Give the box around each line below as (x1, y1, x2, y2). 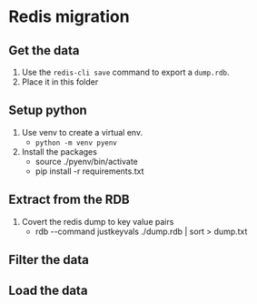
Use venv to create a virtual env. (21, 127, 143, 137)
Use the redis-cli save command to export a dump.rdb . (21, 66, 230, 77)
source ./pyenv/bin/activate (35, 156, 138, 167)
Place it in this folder (21, 76, 99, 87)
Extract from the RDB (8, 192, 130, 208)
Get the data (8, 43, 80, 58)
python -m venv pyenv (35, 138, 117, 147)
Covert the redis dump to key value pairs (21, 216, 174, 227)
